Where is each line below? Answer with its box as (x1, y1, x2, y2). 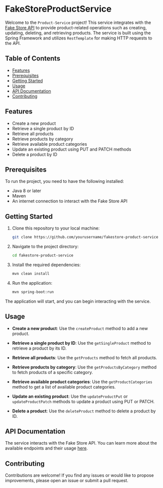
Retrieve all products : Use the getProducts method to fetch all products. (12, 354, 157, 360)
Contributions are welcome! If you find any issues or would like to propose (5, 472, 154, 478)
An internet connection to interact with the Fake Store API (12, 198, 127, 204)
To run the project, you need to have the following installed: (5, 178, 124, 184)
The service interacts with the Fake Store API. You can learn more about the (5, 440, 157, 446)
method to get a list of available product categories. (12, 384, 116, 390)
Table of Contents (5, 55, 61, 63)
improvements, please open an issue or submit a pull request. (5, 478, 128, 484)
